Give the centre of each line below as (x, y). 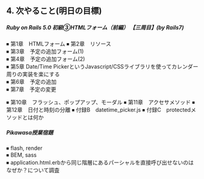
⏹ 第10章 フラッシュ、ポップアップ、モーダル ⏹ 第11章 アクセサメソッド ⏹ (101, 103)
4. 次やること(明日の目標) (54, 11)
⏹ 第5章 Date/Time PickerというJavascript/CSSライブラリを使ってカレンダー (102, 67)
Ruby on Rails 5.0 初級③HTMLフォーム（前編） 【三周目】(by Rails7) (95, 27)
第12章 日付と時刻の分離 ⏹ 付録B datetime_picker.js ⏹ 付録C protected (99, 110)
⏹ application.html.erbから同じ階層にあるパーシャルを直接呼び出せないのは (100, 163)
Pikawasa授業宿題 (30, 132)
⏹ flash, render (24, 148)
